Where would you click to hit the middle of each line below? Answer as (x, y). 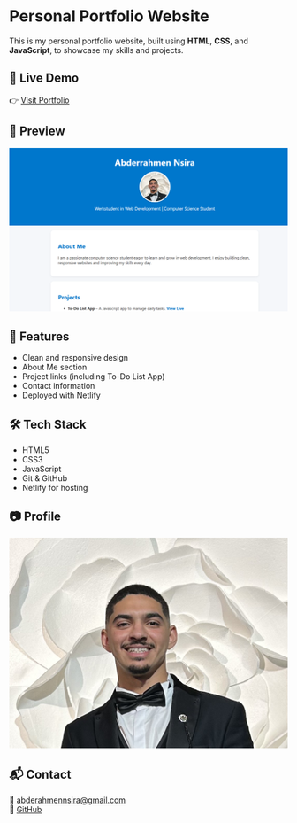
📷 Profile (35, 517)
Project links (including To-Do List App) (93, 377)
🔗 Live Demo (44, 78)
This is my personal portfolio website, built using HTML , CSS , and (129, 41)
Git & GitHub (45, 478)
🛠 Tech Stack (48, 424)
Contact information (58, 386)
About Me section (54, 367)
